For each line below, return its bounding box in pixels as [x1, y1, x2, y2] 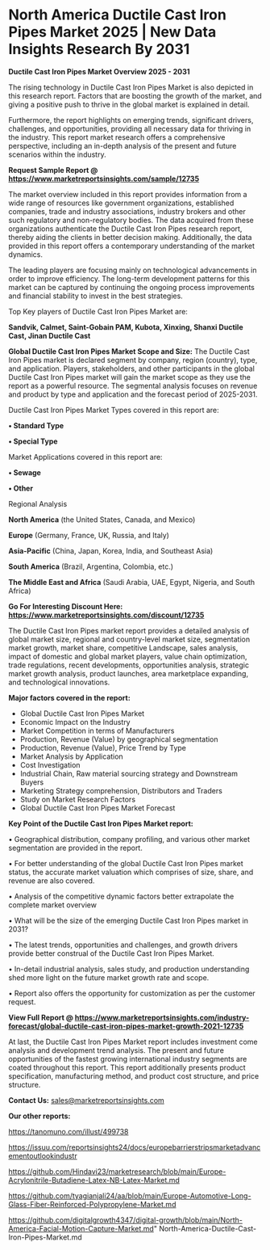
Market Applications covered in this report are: [8, 452, 163, 461]
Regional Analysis [8, 499, 68, 508]
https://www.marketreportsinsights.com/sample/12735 [8, 174, 200, 183]
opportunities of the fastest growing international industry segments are [8, 1054, 247, 1063]
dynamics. [8, 249, 43, 259]
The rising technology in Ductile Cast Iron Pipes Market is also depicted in [8, 82, 254, 92]
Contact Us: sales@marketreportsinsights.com [8, 1095, 165, 1105]
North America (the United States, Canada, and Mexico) [8, 515, 196, 524]
